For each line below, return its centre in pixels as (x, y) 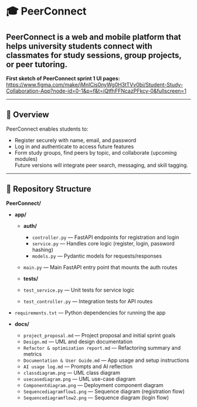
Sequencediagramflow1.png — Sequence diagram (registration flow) (104, 391)
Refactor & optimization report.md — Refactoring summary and (102, 348)
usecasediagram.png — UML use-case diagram (79, 379)
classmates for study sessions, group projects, (94, 55)
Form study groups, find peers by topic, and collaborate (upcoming (96, 152)
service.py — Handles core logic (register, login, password (103, 243)
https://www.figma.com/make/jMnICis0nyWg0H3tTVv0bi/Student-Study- (95, 85)
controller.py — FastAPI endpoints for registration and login (106, 237)
